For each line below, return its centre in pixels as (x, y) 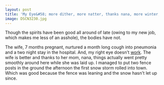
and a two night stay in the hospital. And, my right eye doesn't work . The (78, 52)
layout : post (18, 10)
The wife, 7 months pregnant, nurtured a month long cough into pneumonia (81, 47)
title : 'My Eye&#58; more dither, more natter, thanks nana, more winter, (83, 14)
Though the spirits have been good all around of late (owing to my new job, (81, 33)
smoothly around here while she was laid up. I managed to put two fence (78, 63)
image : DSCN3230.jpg (26, 19)
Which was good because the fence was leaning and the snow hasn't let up (81, 73)
